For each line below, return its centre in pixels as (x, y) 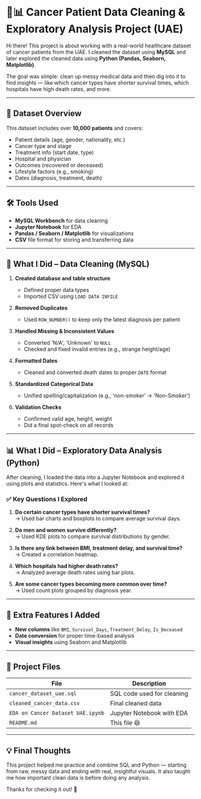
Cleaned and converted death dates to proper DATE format (95, 372)
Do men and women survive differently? (66, 530)
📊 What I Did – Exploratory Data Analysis (84, 450)
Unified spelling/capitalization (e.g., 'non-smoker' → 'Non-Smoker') (107, 396)
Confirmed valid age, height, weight (68, 419)
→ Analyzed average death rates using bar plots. (75, 572)
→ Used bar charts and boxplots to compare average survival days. (98, 518)
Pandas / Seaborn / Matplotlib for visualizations (74, 233)
